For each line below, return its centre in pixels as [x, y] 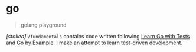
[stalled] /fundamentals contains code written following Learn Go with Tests [98, 36]
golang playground [43, 25]
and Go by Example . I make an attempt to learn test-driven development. [94, 43]
